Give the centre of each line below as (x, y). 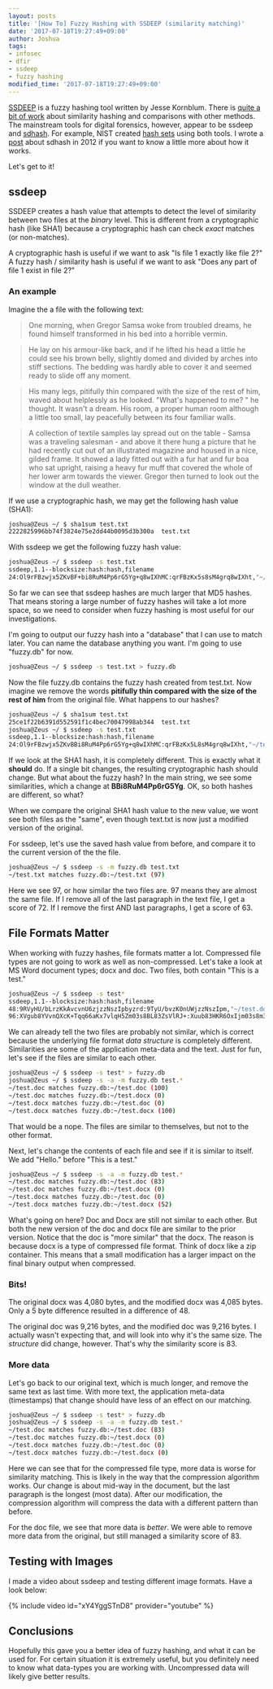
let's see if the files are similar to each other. (82, 1058)
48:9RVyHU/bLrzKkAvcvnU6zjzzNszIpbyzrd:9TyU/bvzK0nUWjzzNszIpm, (119, 1009)
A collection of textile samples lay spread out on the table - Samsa (139, 433)
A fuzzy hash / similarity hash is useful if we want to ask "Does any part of (133, 262)
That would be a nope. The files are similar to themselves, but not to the (129, 1126)
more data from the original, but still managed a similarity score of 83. (125, 1536)
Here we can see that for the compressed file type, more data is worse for (132, 1468)
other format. (30, 1135)
